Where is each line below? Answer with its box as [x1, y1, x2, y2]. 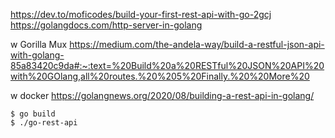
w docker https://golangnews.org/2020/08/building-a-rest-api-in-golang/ [10, 90, 315, 101]
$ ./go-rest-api [10, 118, 78, 128]
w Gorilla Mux [10, 39, 68, 50]
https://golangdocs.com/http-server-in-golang [10, 19, 203, 31]
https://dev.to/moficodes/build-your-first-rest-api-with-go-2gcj [10, 9, 272, 20]
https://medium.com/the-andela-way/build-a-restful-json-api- [69, 39, 325, 50]
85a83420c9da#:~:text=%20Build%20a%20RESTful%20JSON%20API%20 [10, 60, 325, 71]
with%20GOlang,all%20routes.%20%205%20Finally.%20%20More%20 [10, 70, 310, 82]
